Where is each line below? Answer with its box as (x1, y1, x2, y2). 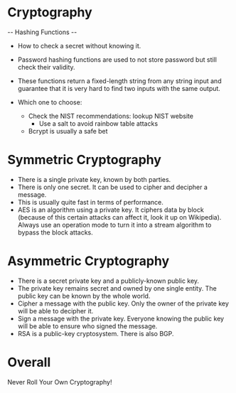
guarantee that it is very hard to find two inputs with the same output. (17, 84, 220, 92)
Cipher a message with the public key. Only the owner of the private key (17, 299, 230, 308)
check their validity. (17, 63, 76, 71)
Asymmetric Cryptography (7, 253, 170, 269)
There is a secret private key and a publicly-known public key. (17, 276, 200, 285)
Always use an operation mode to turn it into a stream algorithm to (17, 220, 212, 229)
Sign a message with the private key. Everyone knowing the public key (17, 314, 225, 323)
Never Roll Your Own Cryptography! (7, 377, 112, 386)
